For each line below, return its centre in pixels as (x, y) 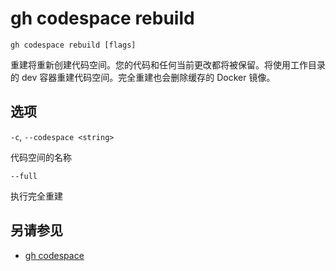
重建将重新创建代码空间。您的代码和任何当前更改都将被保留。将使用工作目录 (168, 64)
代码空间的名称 (41, 157)
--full (24, 176)
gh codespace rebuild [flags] (73, 45)
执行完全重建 (36, 196)
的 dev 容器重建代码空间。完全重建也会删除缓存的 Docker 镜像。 (143, 77)
